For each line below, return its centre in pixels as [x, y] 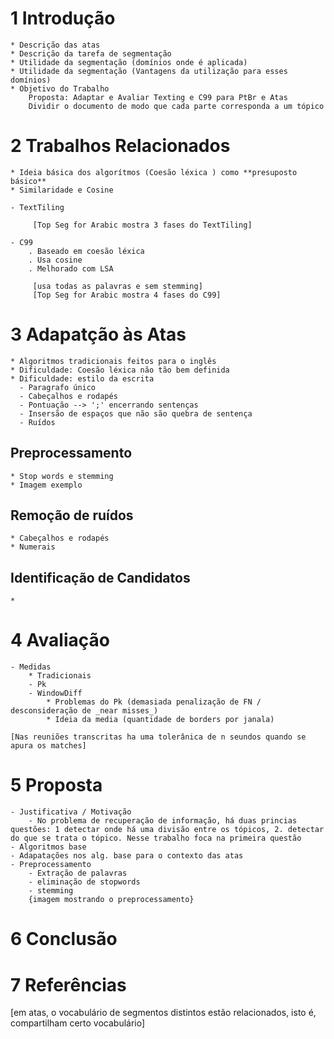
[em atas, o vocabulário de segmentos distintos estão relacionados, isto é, [163, 1013]
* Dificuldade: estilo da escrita [82, 378]
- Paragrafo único [58, 387]
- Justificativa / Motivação [71, 812]
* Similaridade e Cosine [62, 190]
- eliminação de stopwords [84, 882]
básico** [28, 181]
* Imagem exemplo [46, 485]
